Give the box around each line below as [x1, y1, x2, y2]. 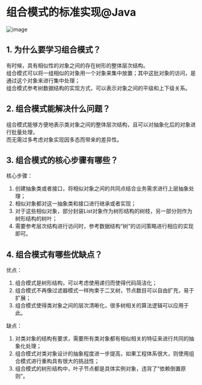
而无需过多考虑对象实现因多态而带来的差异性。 [6, 136, 122, 143]
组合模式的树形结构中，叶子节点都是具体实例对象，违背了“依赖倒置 [14, 365, 181, 372]
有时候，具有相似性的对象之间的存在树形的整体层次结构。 [6, 61, 148, 69]
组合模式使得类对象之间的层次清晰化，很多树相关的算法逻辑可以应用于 [14, 302, 189, 309]
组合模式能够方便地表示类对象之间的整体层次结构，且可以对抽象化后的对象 [6, 121, 191, 128]
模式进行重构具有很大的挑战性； [20, 357, 100, 365]
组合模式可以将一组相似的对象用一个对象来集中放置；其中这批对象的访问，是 [6, 69, 196, 76]
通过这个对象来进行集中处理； [6, 76, 80, 84]
